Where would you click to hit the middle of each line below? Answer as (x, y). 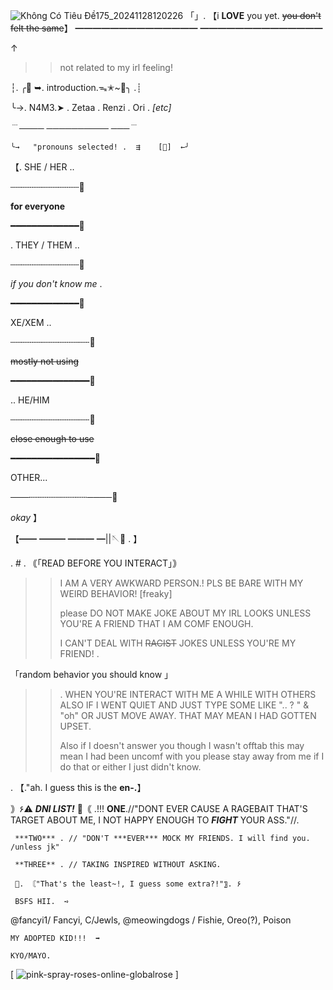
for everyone (38, 206)
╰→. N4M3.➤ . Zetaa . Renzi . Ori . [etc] (91, 107)
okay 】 (26, 517)
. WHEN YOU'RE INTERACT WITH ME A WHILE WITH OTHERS (188, 694)
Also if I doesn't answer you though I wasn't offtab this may (182, 745)
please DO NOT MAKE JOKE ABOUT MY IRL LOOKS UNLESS (185, 613)
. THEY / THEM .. (45, 245)
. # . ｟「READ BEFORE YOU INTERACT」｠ (96, 563)
